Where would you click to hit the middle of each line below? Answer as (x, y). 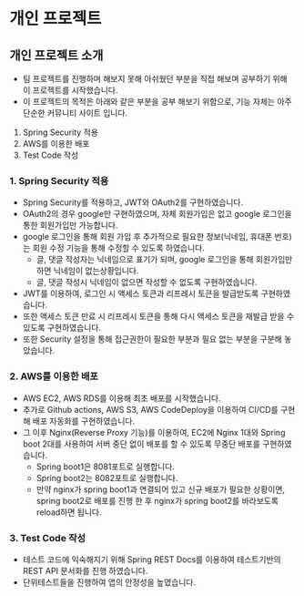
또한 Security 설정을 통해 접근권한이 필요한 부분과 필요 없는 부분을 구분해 (152, 339)
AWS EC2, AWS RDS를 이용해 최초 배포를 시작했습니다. (122, 398)
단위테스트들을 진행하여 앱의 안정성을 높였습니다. (109, 582)
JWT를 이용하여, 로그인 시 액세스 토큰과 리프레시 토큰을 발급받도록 (141, 293)
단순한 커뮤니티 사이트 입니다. (75, 113)
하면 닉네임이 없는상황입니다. (87, 271)
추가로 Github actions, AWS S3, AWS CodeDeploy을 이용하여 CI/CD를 (151, 409)
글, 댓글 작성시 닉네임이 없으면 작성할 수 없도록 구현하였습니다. (147, 283)
